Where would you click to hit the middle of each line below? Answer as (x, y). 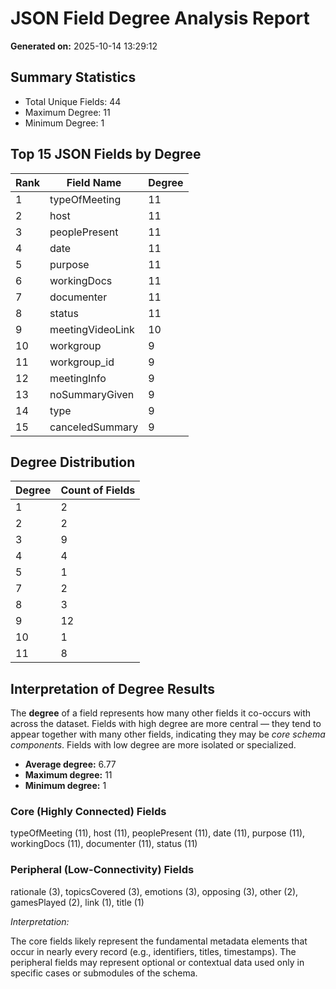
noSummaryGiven (92, 394)
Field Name (94, 182)
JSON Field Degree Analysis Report (160, 18)
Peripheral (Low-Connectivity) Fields (102, 870)
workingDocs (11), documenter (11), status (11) (104, 844)
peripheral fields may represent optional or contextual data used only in (157, 962)
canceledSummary (94, 427)
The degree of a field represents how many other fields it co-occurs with (161, 713)
